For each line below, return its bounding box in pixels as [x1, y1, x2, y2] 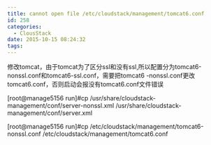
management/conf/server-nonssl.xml [7, 102, 115, 109]
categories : [7, 23, 42, 30]
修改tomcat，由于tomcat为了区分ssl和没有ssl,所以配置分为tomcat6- [7, 63, 202, 70]
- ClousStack [13, 29, 52, 37]
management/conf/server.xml [7, 109, 93, 117]
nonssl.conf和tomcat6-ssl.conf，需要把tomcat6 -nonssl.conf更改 [7, 71, 196, 79]
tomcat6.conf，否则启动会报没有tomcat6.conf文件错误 [7, 80, 164, 88]
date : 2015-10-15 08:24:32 [7, 36, 86, 43]
